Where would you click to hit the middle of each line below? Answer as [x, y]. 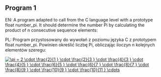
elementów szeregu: [26, 50]
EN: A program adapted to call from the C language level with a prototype [79, 19]
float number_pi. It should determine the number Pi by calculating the [75, 25]
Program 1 [21, 8]
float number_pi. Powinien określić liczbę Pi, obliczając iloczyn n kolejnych [80, 45]
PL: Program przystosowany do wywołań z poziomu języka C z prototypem [81, 39]
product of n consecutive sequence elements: [51, 30]
